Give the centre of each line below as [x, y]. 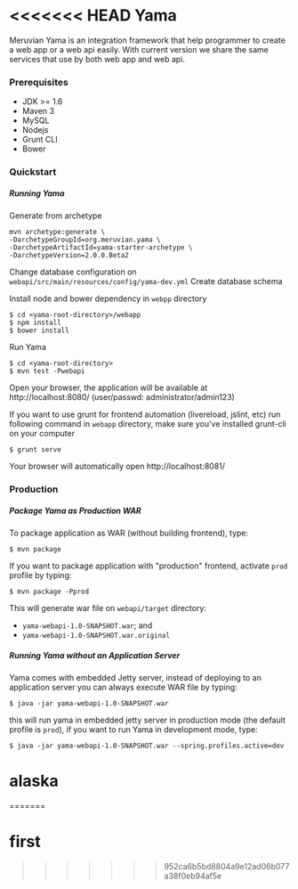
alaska [34, 781]
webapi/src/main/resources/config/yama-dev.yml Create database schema [146, 281]
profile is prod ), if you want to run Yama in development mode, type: [133, 729]
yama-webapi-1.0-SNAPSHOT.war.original [96, 636]
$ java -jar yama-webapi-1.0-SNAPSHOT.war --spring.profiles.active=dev [147, 746]
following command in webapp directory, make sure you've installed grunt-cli [148, 424]
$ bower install [39, 330]
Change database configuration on [73, 272]
